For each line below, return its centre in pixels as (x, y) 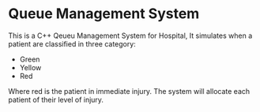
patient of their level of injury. (56, 99)
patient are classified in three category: (72, 43)
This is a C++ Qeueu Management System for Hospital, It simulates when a (130, 35)
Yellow (30, 67)
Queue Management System (104, 14)
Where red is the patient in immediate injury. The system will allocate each (129, 91)
